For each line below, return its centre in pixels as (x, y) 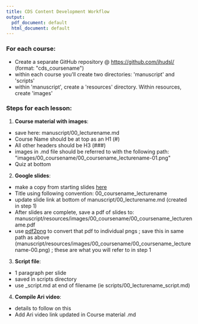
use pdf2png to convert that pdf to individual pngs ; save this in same (99, 231)
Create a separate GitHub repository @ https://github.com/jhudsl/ (94, 61)
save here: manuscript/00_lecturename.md (67, 132)
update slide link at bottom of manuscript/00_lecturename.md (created (101, 199)
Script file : (28, 261)
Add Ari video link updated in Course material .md (75, 315)
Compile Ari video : (38, 297)
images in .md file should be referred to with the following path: (92, 151)
